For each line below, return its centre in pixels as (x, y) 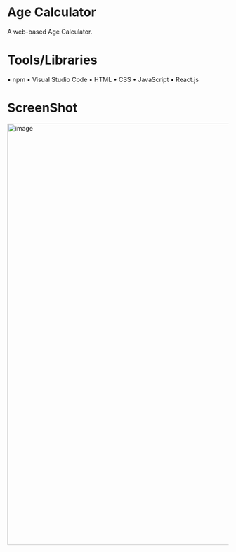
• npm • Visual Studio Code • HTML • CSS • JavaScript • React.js (103, 79)
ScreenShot (42, 108)
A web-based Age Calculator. (50, 32)
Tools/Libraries (52, 60)
